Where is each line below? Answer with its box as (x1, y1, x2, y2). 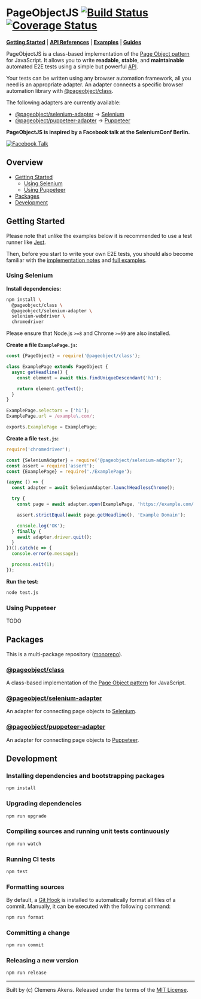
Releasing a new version (6, 956, 79, 965)
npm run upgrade (6, 813, 47, 819)
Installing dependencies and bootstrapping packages (6, 772, 165, 780)
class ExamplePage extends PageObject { (6, 364, 109, 370)
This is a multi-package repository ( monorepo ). (6, 650, 123, 657)
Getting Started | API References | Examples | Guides (6, 38, 142, 46)
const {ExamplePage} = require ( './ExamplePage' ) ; (6, 468, 133, 475)
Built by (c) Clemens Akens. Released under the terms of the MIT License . (6, 986, 188, 994)
